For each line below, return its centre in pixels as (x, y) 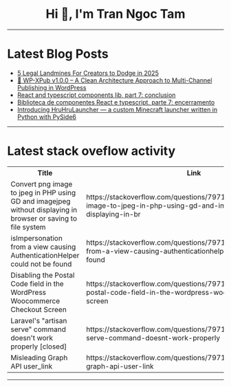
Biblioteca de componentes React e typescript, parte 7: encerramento (116, 102)
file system (28, 227)
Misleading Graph (39, 357)
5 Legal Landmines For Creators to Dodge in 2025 (88, 73)
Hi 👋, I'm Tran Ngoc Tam (115, 14)
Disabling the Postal (43, 275)
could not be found (41, 264)
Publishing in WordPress (52, 87)
